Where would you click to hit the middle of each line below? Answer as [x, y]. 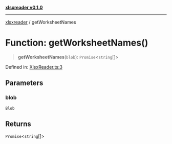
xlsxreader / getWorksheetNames [41, 22]
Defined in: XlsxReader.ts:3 [34, 67]
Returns [18, 124]
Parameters [24, 83]
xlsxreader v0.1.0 [24, 7]
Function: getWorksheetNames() [77, 43]
